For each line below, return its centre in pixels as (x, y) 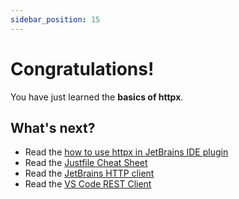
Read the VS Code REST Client (88, 184)
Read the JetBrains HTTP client (89, 173)
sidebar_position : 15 (55, 19)
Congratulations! (82, 68)
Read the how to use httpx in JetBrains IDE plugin (126, 152)
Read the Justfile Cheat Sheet (86, 163)
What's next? (53, 127)
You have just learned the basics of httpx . (97, 97)
